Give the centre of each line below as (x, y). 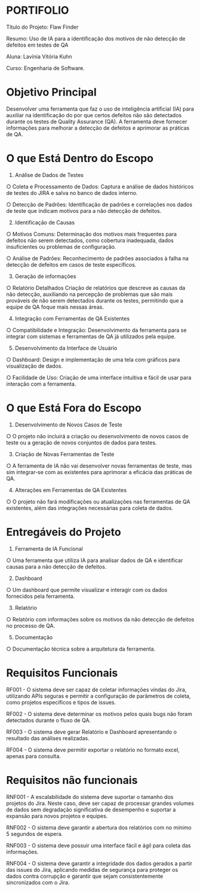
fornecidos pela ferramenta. (41, 596)
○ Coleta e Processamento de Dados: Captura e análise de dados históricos (100, 187)
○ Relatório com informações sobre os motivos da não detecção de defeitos (100, 619)
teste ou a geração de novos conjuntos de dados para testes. (81, 443)
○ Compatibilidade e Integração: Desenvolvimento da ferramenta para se (96, 330)
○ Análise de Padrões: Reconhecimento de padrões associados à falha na (98, 258)
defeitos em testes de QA (37, 45)
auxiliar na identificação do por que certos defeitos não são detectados (94, 115)
